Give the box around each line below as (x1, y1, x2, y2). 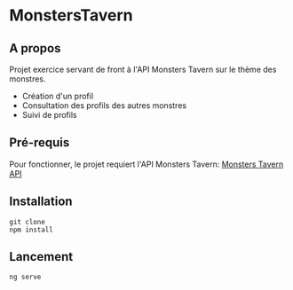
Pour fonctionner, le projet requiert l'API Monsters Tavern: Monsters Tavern (9, 159, 284, 169)
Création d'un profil (21, 90, 94, 101)
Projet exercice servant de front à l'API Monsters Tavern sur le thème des (9, 64, 277, 74)
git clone (9, 217, 46, 226)
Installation (9, 194, 73, 209)
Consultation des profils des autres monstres (21, 100, 187, 111)
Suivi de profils (21, 110, 77, 120)
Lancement (9, 249, 74, 264)
